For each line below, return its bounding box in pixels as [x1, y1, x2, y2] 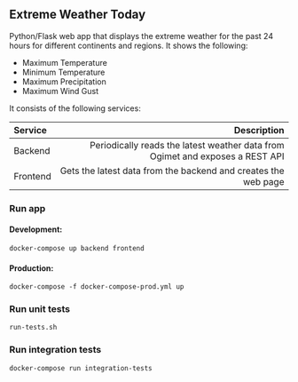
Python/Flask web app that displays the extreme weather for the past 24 [9, 30, 273, 41]
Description [233, 123, 285, 136]
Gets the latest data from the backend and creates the [59, 164, 285, 177]
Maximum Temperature [21, 57, 108, 68]
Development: [9, 224, 63, 235]
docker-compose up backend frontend [9, 243, 145, 252]
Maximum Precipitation [21, 76, 106, 87]
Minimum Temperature [21, 67, 106, 77]
